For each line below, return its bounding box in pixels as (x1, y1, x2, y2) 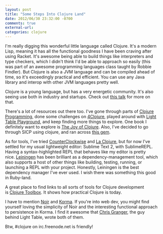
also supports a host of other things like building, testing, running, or (5, 159, 142, 165)
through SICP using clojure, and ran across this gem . (5, 129, 111, 135)
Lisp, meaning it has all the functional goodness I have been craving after (5, 48, 152, 54)
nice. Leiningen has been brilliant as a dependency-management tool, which (5, 154, 158, 160)
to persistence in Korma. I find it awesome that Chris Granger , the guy (5, 209, 145, 215)
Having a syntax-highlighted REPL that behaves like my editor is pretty (5, 149, 146, 155)
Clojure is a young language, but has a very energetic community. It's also (5, 89, 154, 94)
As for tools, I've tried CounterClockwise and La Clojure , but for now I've (5, 139, 150, 144)
